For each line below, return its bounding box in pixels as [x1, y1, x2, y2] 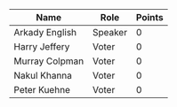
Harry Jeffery [13, 41, 70, 52]
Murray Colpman [13, 55, 84, 67]
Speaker [92, 27, 127, 38]
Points [135, 11, 165, 23]
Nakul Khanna [13, 70, 73, 81]
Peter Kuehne [13, 84, 71, 96]
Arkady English [13, 27, 77, 38]
